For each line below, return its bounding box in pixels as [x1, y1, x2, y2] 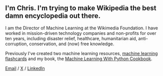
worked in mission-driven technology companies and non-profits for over [5, 30, 156, 36]
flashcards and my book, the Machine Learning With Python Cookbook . [5, 56, 152, 62]
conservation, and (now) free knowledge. [29, 41, 114, 47]
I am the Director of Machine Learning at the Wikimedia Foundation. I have [5, 25, 158, 31]
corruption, [5, 41, 28, 47]
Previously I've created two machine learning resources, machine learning [5, 50, 158, 56]
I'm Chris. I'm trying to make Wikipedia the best [5, 4, 156, 12]
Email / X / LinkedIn [5, 65, 45, 71]
